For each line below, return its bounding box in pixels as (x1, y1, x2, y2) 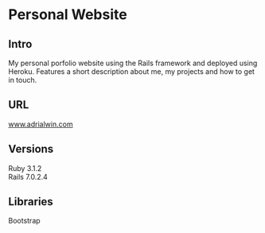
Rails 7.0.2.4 (8, 172, 48, 181)
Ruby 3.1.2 (8, 163, 42, 173)
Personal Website (8, 6, 127, 24)
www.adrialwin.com (8, 119, 73, 129)
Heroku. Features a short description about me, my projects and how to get (8, 67, 255, 76)
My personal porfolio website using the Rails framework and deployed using (8, 58, 258, 68)
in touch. (8, 76, 37, 84)
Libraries (8, 195, 53, 208)
